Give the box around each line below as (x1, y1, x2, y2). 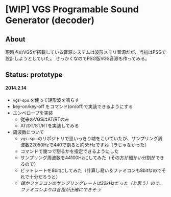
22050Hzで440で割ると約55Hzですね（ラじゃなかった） (29, 142, 150, 148)
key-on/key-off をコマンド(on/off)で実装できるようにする (12, 103, 133, 110)
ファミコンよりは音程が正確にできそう (20, 186, 101, 192)
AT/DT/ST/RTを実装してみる (20, 122, 79, 128)
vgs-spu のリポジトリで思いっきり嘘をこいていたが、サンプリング (20, 135, 158, 141)
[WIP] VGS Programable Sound (5, 4, 139, 15)
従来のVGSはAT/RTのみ (20, 116, 70, 122)
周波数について (12, 129, 44, 135)
